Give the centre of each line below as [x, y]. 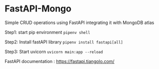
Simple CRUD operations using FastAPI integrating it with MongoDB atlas [79, 22]
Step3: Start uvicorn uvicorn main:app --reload [54, 51]
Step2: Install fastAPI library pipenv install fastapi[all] [64, 42]
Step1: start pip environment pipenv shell [48, 32]
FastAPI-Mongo [38, 9]
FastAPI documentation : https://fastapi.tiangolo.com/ [60, 61]
